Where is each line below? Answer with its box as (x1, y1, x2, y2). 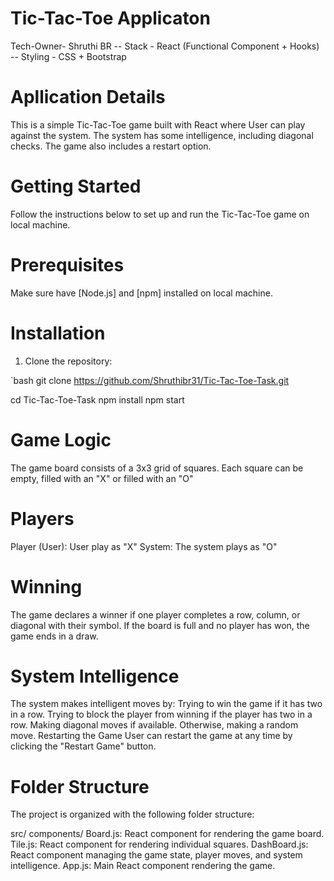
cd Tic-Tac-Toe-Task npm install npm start (10, 393, 185, 406)
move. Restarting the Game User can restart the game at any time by (10, 730, 293, 742)
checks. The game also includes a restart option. (10, 140, 212, 152)
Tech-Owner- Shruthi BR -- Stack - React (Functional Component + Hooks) (10, 40, 320, 52)
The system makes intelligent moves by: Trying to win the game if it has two (10, 698, 323, 710)
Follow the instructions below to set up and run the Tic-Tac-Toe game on (10, 208, 310, 220)
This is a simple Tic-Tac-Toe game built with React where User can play (10, 118, 306, 131)
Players (10, 507, 75, 530)
